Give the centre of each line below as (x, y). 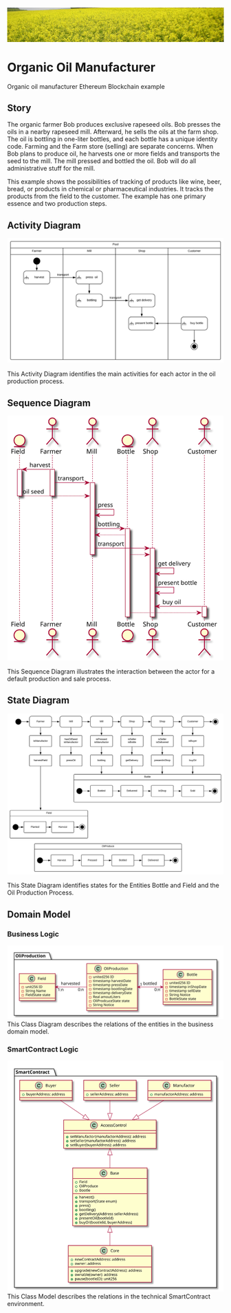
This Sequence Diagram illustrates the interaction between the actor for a (111, 671)
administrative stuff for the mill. (51, 169)
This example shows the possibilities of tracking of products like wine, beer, (114, 182)
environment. (26, 1304)
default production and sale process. (59, 679)
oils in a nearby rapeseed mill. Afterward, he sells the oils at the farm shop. (113, 132)
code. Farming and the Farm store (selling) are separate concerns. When (110, 147)
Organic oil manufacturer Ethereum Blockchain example (86, 86)
